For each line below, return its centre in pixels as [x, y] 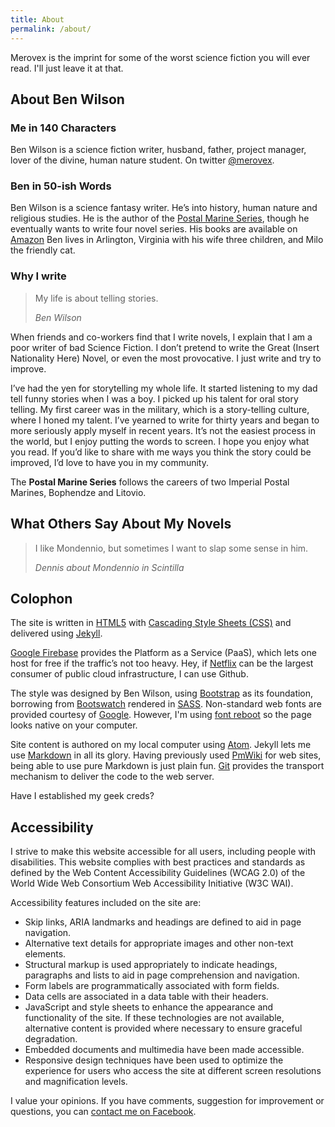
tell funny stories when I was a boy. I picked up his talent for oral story [154, 398]
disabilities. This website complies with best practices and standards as [158, 862]
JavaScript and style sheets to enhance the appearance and [149, 1007]
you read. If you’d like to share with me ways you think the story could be [161, 452]
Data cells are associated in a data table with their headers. [146, 997]
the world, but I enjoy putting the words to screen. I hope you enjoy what [160, 441]
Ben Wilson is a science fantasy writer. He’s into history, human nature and [164, 208]
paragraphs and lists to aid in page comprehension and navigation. [162, 975]
